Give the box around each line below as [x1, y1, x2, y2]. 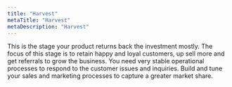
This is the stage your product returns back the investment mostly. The [7, 42, 213, 51]
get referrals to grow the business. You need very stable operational [7, 57, 205, 65]
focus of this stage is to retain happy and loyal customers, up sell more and [7, 49, 225, 58]
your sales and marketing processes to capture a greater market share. [7, 72, 213, 80]
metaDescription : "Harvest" [7, 23, 90, 30]
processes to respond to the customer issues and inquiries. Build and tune [7, 64, 223, 73]
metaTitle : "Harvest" [7, 17, 71, 24]
